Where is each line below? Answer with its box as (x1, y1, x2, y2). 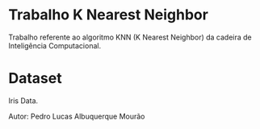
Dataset (8, 69, 62, 88)
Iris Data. (8, 95, 39, 106)
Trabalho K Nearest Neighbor (8, 6, 208, 24)
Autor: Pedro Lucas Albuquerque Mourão (8, 111, 145, 121)
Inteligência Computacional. (8, 40, 102, 50)
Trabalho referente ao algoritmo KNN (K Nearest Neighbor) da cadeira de (8, 32, 252, 42)
